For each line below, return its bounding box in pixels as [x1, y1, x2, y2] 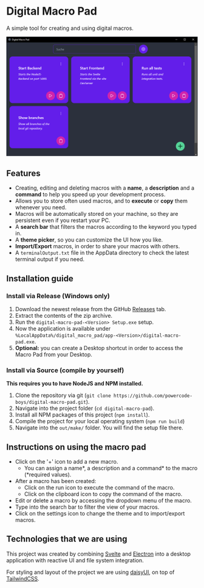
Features [6, 168, 41, 178]
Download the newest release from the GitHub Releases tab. [15, 305, 166, 312]
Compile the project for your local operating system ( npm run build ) [15, 418, 185, 425]
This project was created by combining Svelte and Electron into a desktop [6, 550, 191, 558]
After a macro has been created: [15, 478, 97, 485]
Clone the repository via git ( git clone [15, 392, 111, 399]
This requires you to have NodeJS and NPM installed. [6, 380, 144, 387]
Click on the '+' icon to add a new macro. [15, 458, 118, 465]
